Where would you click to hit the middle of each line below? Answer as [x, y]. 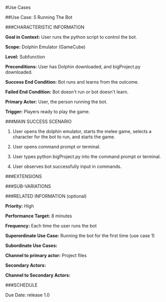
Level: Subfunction [25, 57]
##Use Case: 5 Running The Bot [39, 17]
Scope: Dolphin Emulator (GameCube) [45, 47]
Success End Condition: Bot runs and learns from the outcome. [72, 82]
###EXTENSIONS [24, 176]
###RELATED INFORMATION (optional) [46, 196]
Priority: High [20, 206]
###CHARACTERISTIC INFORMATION [45, 27]
